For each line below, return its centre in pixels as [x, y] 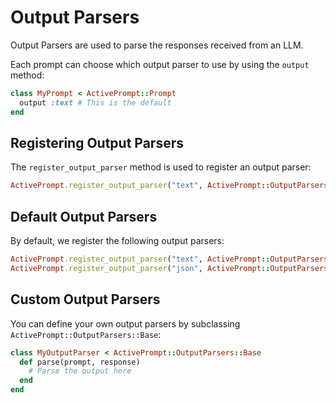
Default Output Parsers [84, 216]
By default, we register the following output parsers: [117, 241]
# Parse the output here [80, 371]
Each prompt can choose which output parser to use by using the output [160, 64]
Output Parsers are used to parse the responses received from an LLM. [157, 45]
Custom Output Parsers [85, 299]
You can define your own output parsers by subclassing [125, 323]
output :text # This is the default [95, 102]
